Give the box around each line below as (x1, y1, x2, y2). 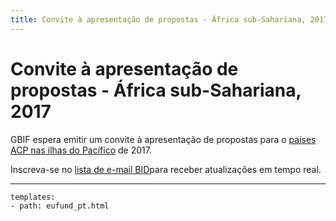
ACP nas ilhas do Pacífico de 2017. (10, 144, 152, 156)
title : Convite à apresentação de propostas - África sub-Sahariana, (10, 14, 307, 25)
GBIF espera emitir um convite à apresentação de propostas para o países (10, 133, 317, 145)
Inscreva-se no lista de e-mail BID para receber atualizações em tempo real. (10, 163, 322, 175)
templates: (10, 192, 56, 202)
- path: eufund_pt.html (10, 201, 110, 211)
